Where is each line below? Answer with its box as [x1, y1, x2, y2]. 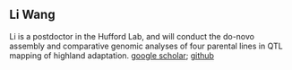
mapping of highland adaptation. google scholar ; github [9, 49, 215, 61]
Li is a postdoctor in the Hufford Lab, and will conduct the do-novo [9, 31, 255, 41]
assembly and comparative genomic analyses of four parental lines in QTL [9, 40, 284, 51]
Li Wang [9, 7, 56, 22]
